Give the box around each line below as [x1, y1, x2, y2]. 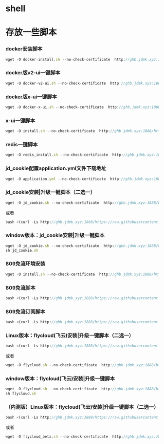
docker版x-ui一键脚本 [5, 93, 57, 100]
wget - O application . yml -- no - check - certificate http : [5, 177, 121, 181]
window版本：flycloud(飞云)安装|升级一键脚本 [5, 375, 115, 382]
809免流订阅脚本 [5, 308, 46, 315]
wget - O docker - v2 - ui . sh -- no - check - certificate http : [5, 81, 121, 86]
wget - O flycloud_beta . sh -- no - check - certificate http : [5, 434, 124, 439]
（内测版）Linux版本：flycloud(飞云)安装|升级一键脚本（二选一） [5, 404, 159, 411]
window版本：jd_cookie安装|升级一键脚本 [5, 232, 105, 239]
